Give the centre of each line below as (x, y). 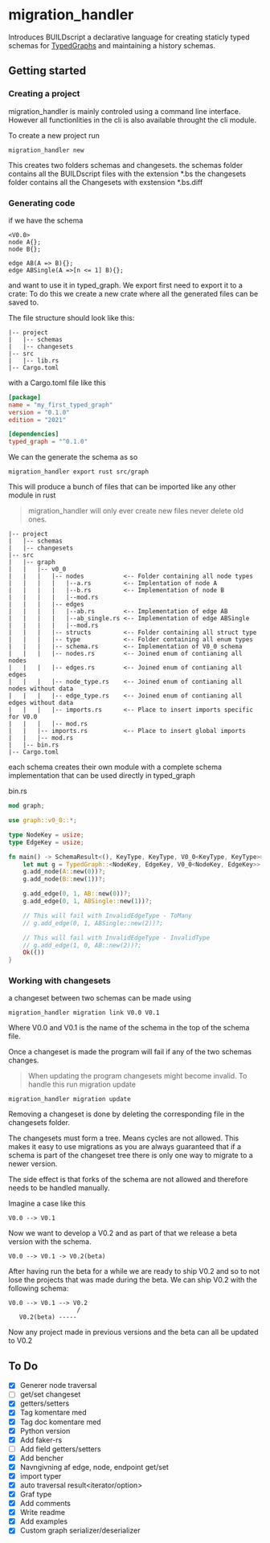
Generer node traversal (58, 1385)
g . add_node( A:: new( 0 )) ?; (64, 872)
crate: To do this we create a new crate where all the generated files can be (133, 293)
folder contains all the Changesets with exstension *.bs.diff (106, 182)
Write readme (43, 1512)
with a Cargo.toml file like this (57, 383)
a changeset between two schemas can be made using (100, 998)
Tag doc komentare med (61, 1422)
